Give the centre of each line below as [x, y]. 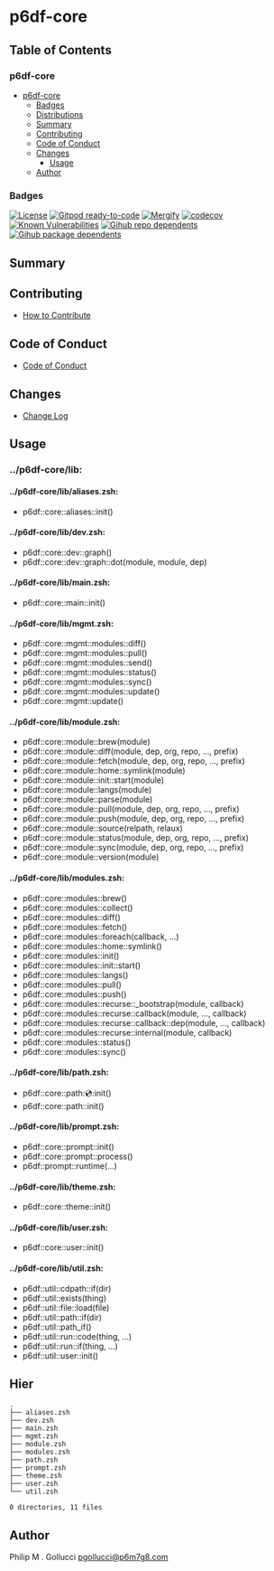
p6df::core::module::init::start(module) [93, 780]
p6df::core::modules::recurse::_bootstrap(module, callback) [133, 1003]
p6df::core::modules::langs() [75, 974]
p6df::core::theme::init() [66, 1207]
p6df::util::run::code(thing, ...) [77, 1336]
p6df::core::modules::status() [77, 1042]
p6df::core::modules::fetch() [75, 927]
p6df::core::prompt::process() [78, 1156]
